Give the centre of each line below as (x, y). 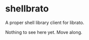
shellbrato (27, 9)
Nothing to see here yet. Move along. (44, 32)
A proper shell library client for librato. (45, 22)
